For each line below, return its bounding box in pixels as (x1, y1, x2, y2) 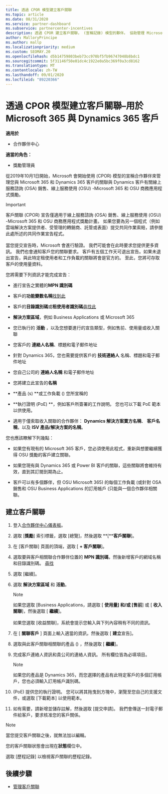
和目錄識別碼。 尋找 (12, 560, 54, 566)
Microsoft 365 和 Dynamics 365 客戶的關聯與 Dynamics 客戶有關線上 (19, 179, 162, 185)
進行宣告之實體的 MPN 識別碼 (12, 282, 73, 288)
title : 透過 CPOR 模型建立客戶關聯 (5, 7, 72, 13)
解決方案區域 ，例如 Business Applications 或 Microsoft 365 (12, 314, 135, 320)
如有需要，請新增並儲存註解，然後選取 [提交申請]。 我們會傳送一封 (12, 705, 150, 711)
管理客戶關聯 (12, 783, 39, 789)
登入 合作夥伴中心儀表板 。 (12, 522, 66, 528)
